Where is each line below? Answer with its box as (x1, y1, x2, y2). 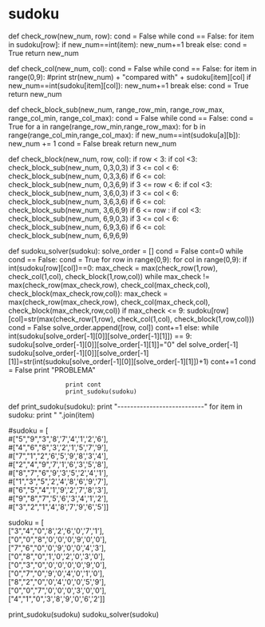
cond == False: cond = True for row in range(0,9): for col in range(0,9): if (8, 254, 247, 264)
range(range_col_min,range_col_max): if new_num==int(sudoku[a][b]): (8, 130, 241, 140)
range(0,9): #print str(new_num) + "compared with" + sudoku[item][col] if (8, 72, 251, 82)
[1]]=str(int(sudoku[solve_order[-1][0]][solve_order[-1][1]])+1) (8, 357, 209, 366)
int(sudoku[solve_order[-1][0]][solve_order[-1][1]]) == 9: (8, 331, 192, 341)
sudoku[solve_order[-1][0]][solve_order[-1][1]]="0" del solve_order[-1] (8, 339, 239, 349)
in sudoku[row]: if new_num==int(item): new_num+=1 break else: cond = (8, 39, 247, 49)
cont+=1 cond (210, 357, 256, 366)
